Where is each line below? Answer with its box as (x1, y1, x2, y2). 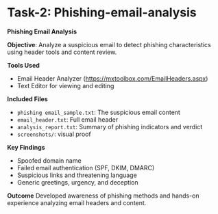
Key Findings (7, 143, 46, 151)
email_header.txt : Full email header (16, 115, 119, 124)
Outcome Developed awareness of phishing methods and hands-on (7, 191, 199, 200)
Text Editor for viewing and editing (16, 81, 114, 90)
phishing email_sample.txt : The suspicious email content (16, 108, 180, 116)
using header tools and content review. (7, 48, 117, 56)
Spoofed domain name (16, 156, 82, 165)
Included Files (7, 94, 48, 103)
